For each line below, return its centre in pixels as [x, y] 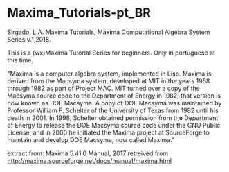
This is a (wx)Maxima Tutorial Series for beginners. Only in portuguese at [111, 53]
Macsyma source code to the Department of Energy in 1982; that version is [114, 96]
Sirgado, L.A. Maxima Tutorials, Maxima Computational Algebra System [109, 32]
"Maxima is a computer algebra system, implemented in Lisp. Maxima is [109, 74]
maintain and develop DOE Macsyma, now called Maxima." [91, 139]
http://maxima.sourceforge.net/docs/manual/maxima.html [89, 160]
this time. [20, 60]
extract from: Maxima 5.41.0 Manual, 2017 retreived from [88, 153]
